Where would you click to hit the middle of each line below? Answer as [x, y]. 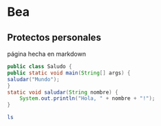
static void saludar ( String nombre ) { [63, 92]
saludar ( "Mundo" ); [33, 79]
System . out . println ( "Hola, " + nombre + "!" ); [87, 98]
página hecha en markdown [46, 54]
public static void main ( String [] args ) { [69, 73]
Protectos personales [54, 38]
